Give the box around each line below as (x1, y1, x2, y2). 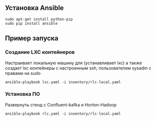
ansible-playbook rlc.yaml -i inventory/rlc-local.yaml (5, 111, 121, 116)
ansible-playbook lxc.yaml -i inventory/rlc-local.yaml (5, 80, 121, 85)
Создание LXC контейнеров (5, 49, 75, 55)
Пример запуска (5, 34, 58, 43)
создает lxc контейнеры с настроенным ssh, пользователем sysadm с (5, 65, 152, 71)
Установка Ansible (5, 4, 64, 12)
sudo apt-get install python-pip (5, 17, 73, 21)
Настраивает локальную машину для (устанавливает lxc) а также (5, 60, 142, 66)
